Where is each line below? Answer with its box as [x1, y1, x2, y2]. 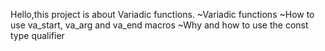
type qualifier [10, 30, 65, 41]
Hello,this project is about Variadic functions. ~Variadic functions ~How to [10, 9, 315, 20]
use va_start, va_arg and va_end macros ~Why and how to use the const [10, 19, 309, 31]
